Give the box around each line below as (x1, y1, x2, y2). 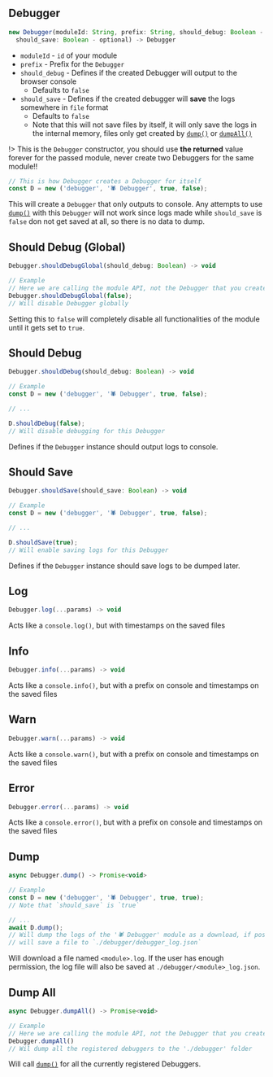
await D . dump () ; (8, 923, 63, 931)
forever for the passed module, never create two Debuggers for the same (8, 152, 254, 162)
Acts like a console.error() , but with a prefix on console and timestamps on (8, 817, 262, 827)
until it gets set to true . (8, 322, 85, 332)
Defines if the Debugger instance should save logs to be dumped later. (8, 561, 240, 571)
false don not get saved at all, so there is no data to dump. (8, 217, 206, 226)
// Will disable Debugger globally (8, 299, 129, 308)
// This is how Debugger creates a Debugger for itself (8, 177, 201, 186)
